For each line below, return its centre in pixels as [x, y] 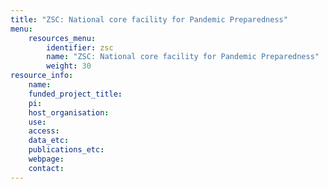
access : [44, 131]
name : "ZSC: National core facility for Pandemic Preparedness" [183, 57]
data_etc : [49, 141]
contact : [46, 168]
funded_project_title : [75, 94]
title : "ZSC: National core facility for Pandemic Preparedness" [149, 19]
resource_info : [42, 76]
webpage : [46, 159]
